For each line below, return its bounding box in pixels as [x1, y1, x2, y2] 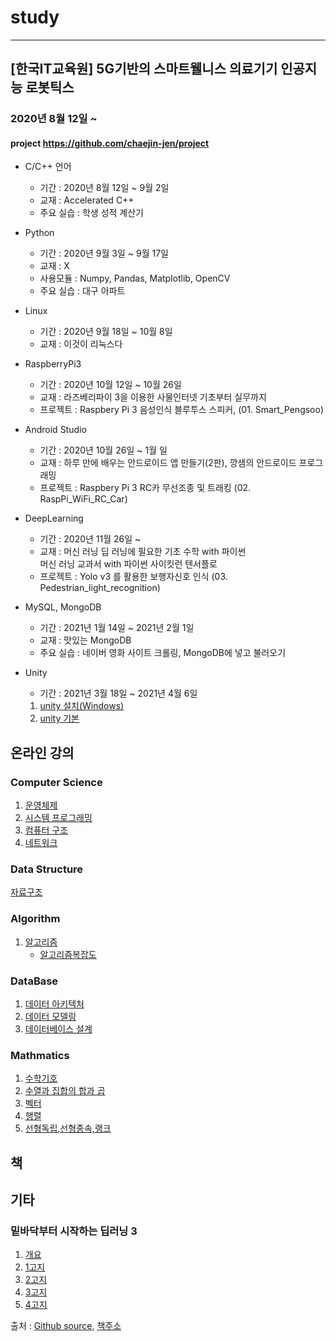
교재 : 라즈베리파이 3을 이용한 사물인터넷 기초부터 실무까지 [39, 391, 267, 403]
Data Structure [10, 862, 84, 876]
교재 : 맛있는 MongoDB [39, 634, 132, 646]
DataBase [10, 974, 59, 988]
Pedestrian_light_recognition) [39, 582, 161, 594]
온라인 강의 [10, 744, 75, 761]
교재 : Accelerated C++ [39, 194, 135, 206]
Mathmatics [10, 1048, 70, 1062]
